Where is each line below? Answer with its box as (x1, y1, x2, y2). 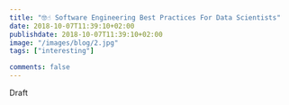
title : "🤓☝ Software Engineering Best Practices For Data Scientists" (9, 13, 281, 22)
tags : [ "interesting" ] (9, 47, 95, 56)
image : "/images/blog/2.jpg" (9, 38, 119, 48)
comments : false (9, 63, 70, 72)
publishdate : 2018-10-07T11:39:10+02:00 (9, 30, 164, 39)
